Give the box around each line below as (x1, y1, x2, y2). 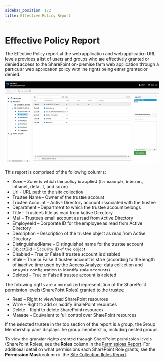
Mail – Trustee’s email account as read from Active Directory (12, 215, 133, 221)
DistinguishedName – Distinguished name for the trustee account (12, 241, 143, 247)
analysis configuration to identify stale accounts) (12, 267, 111, 273)
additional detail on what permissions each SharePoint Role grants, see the (5, 346, 156, 352)
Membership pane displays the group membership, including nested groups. (5, 327, 159, 333)
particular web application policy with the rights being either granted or (5, 67, 148, 72)
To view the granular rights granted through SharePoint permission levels (5, 336, 152, 342)
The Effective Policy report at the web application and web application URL (5, 51, 156, 57)
